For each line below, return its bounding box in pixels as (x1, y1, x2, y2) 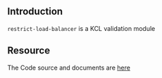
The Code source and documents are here (7, 63, 130, 72)
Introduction (7, 6, 63, 18)
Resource (7, 45, 51, 57)
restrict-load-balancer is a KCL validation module (7, 24, 156, 32)
